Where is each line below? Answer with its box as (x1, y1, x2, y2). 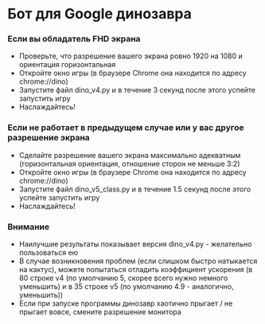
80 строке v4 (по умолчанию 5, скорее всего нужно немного (18, 273, 228, 283)
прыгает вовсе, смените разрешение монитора (18, 307, 182, 317)
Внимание (7, 221, 50, 232)
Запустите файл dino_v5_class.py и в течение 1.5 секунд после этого (18, 184, 251, 194)
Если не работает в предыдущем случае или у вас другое (7, 122, 244, 133)
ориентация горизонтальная (18, 60, 116, 69)
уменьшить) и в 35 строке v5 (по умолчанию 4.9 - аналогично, (18, 282, 234, 291)
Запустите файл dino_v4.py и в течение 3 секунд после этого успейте (18, 85, 256, 95)
